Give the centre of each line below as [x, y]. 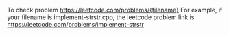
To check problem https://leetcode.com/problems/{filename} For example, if [115, 10]
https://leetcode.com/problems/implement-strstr [76, 24]
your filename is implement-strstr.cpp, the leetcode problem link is [101, 17]
